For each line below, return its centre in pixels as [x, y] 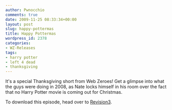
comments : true [22, 15]
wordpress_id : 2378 [26, 39]
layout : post [19, 24]
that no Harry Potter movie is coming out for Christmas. [64, 92]
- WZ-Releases [21, 48]
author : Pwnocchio [25, 10]
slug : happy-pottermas [30, 29]
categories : [18, 43]
